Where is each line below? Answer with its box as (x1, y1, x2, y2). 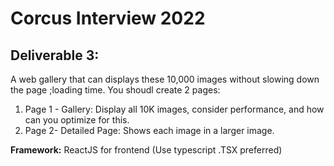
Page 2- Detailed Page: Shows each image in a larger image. (24, 125, 275, 136)
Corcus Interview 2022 (10, 7, 206, 30)
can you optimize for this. (24, 114, 130, 126)
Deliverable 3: (10, 47, 100, 64)
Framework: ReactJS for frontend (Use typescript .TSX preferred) (10, 144, 283, 156)
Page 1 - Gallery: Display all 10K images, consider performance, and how (24, 103, 325, 115)
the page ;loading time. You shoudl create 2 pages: (10, 84, 221, 96)
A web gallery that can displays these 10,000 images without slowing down (10, 73, 320, 85)
